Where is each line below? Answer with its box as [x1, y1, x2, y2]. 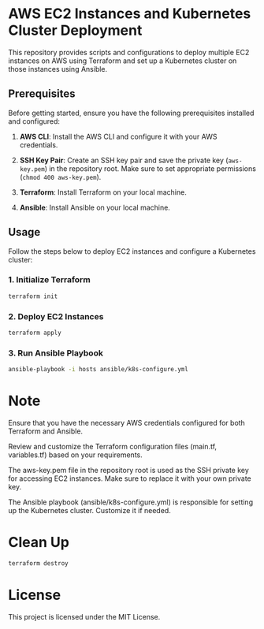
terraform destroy [8, 559, 69, 568]
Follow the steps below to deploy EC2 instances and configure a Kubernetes [8, 246, 256, 256]
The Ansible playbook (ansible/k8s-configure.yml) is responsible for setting [8, 497, 254, 507]
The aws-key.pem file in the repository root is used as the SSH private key [8, 466, 250, 475]
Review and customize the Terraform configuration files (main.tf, [8, 442, 218, 452]
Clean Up [8, 534, 69, 552]
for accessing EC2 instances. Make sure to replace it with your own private [8, 474, 251, 483]
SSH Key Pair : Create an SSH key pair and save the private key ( [19, 155, 229, 165]
